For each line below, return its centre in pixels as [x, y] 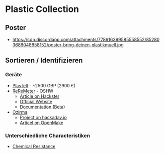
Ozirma [20, 112]
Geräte [14, 75]
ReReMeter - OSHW [33, 91]
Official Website [36, 101]
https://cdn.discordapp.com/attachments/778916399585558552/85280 [86, 39]
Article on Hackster [40, 96]
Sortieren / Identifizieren [44, 61]
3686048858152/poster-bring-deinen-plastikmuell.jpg [68, 45]
